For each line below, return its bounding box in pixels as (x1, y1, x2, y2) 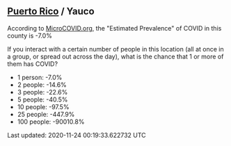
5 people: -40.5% (17, 95, 68, 104)
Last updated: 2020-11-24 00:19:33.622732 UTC (7, 131, 146, 139)
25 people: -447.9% (17, 110, 75, 118)
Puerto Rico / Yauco (7, 6, 95, 17)
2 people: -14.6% (17, 80, 67, 89)
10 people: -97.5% (17, 102, 70, 111)
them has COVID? (7, 59, 58, 68)
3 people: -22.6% (17, 88, 68, 96)
